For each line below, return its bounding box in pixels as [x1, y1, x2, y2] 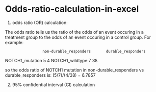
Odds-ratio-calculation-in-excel [5, 3, 139, 15]
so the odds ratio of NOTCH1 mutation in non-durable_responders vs [5, 67, 144, 73]
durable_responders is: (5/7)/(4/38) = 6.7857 [5, 72, 96, 78]
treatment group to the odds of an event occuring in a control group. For [5, 34, 151, 40]
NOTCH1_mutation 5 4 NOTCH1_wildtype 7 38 [5, 57, 98, 63]
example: [5, 39, 24, 45]
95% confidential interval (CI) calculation [12, 82, 95, 88]
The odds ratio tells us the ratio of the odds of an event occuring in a [5, 29, 144, 35]
